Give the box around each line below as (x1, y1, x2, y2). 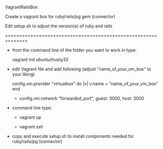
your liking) (12, 71, 35, 77)
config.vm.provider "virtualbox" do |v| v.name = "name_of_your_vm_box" (12, 81, 158, 86)
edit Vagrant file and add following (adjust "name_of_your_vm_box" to (12, 66, 151, 72)
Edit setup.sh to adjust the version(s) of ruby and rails (5, 23, 113, 29)
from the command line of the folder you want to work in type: (12, 47, 137, 53)
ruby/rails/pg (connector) (12, 139, 63, 144)
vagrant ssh (19, 124, 43, 129)
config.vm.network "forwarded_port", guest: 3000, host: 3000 (19, 95, 145, 101)
